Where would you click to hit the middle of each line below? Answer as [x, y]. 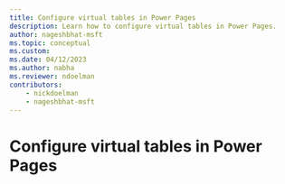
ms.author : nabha [42, 69]
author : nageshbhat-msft [56, 34]
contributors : [36, 85]
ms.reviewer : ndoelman [52, 77]
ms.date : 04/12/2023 [48, 60]
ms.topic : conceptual [50, 43]
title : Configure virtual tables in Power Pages [103, 18]
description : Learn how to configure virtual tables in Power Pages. [143, 26]
